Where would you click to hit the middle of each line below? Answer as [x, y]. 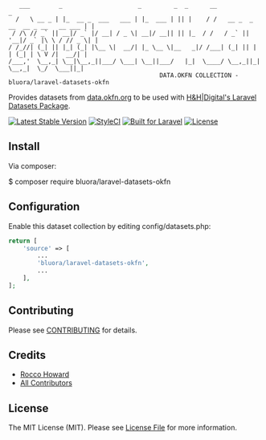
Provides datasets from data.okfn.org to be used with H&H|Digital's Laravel [133, 97]
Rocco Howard [45, 374]
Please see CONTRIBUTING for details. [73, 330]
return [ [23, 241]
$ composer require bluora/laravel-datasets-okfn [90, 181]
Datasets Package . [39, 106]
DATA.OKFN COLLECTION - [199, 75]
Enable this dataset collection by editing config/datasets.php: [110, 226]
